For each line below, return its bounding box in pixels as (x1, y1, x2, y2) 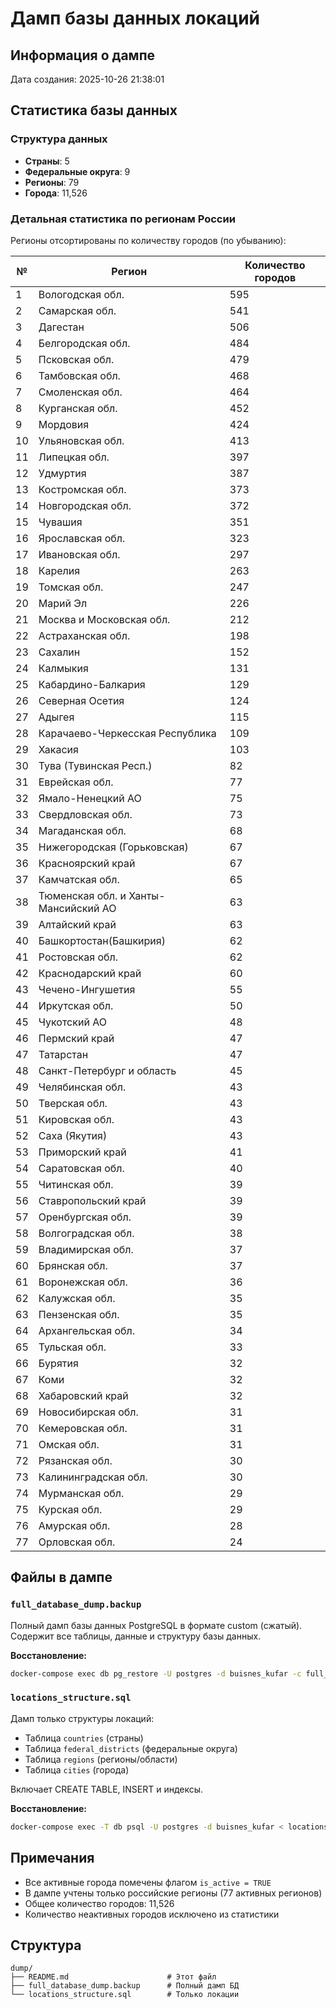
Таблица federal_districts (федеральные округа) (24, 1742, 238, 1754)
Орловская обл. (38, 1535, 116, 1549)
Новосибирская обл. (38, 1405, 139, 1419)
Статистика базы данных (10, 102, 178, 119)
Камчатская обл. (38, 872, 120, 886)
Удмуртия (38, 466, 87, 480)
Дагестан (38, 320, 85, 334)
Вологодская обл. (38, 287, 125, 301)
